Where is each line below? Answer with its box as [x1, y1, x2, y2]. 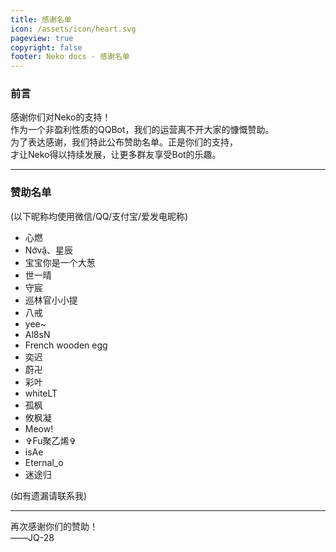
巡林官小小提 [24, 294, 78, 306]
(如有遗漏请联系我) [10, 489, 88, 501]
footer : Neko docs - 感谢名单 [10, 52, 130, 62]
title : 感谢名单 [10, 14, 72, 25]
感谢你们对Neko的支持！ [10, 111, 112, 123]
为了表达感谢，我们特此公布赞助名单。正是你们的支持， [10, 136, 238, 148]
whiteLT [24, 387, 58, 399]
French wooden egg [24, 339, 108, 351]
